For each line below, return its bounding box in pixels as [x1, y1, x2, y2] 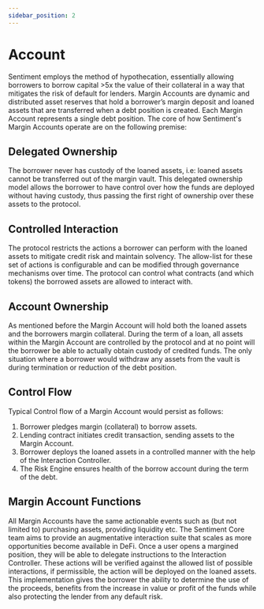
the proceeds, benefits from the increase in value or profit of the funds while [8, 583, 257, 592]
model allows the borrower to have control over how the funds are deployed [8, 182, 255, 192]
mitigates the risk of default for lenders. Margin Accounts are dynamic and [8, 88, 250, 98]
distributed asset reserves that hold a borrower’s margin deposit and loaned [8, 96, 255, 107]
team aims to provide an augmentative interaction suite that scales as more [8, 532, 252, 542]
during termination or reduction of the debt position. [8, 363, 177, 372]
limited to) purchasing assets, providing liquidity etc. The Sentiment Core [8, 524, 245, 534]
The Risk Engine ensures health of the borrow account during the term [19, 464, 249, 473]
